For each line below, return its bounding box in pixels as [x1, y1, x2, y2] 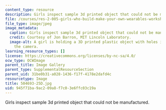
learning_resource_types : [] [5, 49, 65, 54]
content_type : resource [5, 7, 54, 12]
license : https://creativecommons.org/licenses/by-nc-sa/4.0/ [5, 53, 136, 58]
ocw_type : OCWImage [5, 58, 45, 63]
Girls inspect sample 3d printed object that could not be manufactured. [5, 99, 150, 105]
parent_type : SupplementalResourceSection [5, 67, 94, 72]
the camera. [14, 44, 39, 49]
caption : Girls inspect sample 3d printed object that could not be [9, 30, 154, 35]
